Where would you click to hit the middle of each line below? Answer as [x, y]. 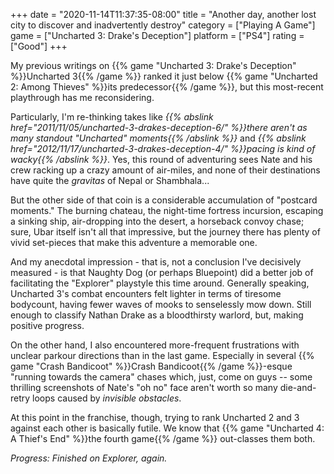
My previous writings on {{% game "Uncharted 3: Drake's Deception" [153, 65]
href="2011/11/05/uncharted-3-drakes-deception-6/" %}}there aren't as [159, 127]
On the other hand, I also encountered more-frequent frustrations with [155, 345]
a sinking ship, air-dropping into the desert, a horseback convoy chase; [157, 221]
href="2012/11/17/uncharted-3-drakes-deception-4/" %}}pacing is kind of [163, 148]
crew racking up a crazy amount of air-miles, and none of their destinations [165, 170]
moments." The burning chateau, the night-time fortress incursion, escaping [167, 210]
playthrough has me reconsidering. [82, 97]
